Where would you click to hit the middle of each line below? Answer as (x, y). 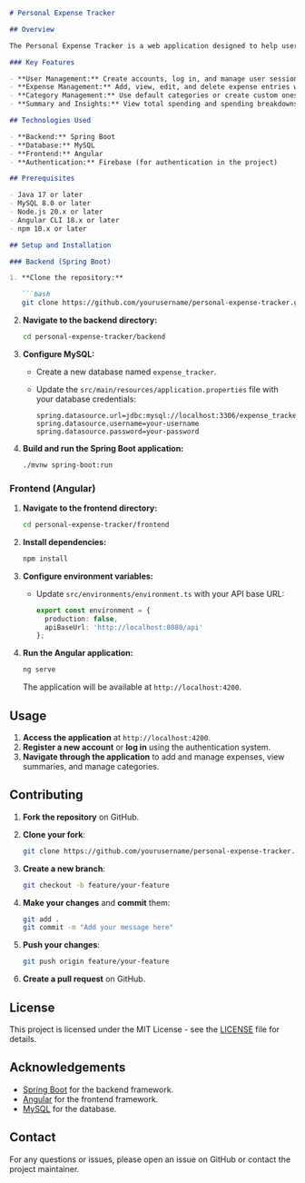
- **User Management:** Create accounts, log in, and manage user (138, 79)
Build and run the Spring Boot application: (103, 448)
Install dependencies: (64, 542)
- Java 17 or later (46, 195)
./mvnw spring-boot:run (68, 465)
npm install (45, 559)
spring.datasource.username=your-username (118, 423)
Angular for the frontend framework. (90, 1098)
